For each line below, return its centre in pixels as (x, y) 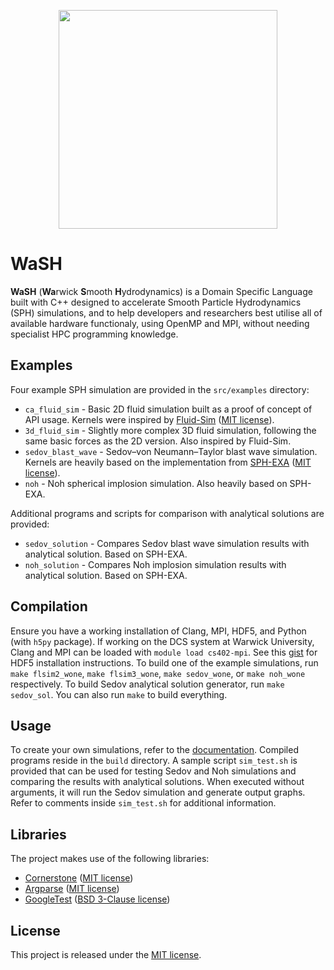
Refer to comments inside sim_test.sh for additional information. (143, 803)
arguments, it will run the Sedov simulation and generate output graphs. (158, 792)
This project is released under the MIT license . (106, 954)
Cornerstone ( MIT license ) (79, 878)
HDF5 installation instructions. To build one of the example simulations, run (164, 662)
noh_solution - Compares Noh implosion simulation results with (155, 564)
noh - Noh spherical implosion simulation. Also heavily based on (156, 483)
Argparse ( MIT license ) (72, 889)
